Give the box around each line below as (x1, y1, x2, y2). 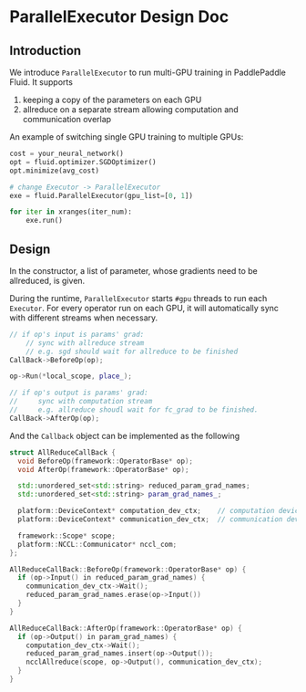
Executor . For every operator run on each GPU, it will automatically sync (9, 302, 280, 313)
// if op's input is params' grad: (9, 330, 145, 339)
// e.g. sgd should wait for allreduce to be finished (25, 347, 239, 356)
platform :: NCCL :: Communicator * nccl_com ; (17, 540, 178, 549)
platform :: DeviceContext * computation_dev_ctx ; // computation (17, 507, 275, 516)
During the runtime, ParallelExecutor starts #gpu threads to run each (9, 292, 268, 303)
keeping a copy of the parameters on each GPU (22, 94, 202, 105)
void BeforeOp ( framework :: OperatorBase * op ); (17, 456, 194, 466)
